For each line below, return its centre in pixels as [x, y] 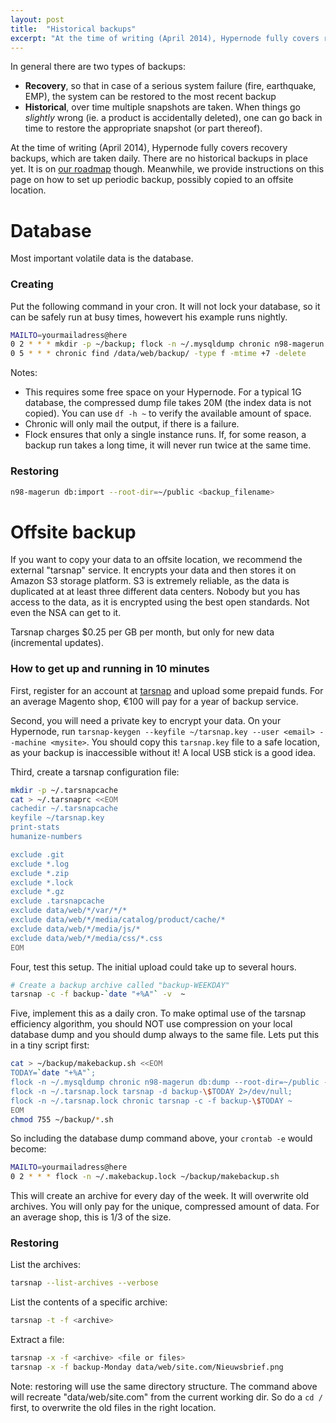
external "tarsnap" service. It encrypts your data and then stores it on [153, 570]
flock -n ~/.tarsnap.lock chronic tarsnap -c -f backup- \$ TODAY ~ [151, 1101]
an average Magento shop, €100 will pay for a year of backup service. [154, 701]
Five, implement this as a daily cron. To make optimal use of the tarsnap [158, 1013]
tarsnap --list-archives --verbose [84, 1283]
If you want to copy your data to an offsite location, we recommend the [156, 560]
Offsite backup [73, 532]
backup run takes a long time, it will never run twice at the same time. [168, 445]
